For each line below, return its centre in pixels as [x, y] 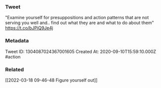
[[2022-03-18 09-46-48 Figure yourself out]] [51, 80]
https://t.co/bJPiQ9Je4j [29, 28]
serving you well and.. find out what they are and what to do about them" [80, 23]
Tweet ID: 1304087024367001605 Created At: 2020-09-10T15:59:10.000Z [81, 51]
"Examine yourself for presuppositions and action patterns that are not [77, 18]
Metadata [17, 41]
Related [15, 69]
